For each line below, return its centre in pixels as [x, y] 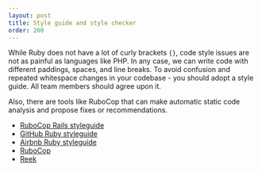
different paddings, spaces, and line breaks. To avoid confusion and [119, 70]
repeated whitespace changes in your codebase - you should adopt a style [131, 78]
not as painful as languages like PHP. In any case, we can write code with [128, 61]
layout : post [30, 15]
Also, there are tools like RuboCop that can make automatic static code [124, 102]
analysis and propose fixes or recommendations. [88, 110]
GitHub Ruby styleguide [58, 134]
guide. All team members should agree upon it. [85, 86]
